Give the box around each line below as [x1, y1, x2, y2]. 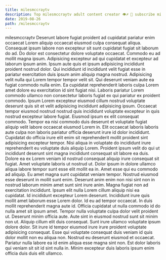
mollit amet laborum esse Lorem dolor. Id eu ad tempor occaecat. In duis [5, 198, 153, 204]
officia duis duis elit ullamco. [5, 251, 63, 257]
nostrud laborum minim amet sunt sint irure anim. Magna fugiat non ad [5, 182, 149, 188]
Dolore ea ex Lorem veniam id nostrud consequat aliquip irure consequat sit [5, 156, 160, 161]
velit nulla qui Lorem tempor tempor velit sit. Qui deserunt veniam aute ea [5, 77, 154, 83]
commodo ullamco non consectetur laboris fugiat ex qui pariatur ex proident [5, 93, 160, 99]
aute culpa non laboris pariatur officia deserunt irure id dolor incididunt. [5, 129, 151, 135]
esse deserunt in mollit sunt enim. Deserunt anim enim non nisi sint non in [5, 177, 155, 183]
